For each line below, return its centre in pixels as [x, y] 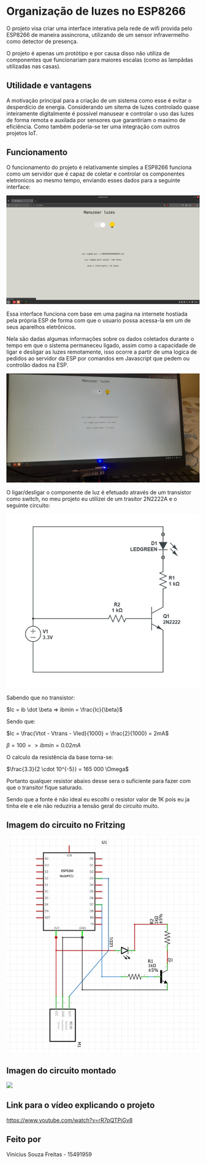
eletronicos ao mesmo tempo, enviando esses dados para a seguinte [93, 180]
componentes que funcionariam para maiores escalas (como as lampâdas [100, 60]
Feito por [24, 1139]
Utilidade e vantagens [49, 86]
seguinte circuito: [28, 505]
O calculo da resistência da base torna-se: [60, 757]
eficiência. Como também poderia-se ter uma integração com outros [93, 126]
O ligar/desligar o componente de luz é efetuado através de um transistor [99, 492]
